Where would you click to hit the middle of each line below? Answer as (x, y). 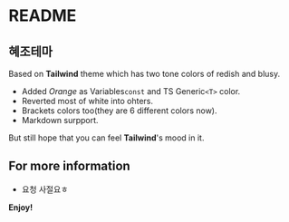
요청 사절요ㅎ (45, 189)
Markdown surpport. (60, 120)
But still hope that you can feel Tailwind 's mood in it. (106, 138)
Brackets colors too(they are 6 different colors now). (119, 111)
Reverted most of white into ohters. (87, 101)
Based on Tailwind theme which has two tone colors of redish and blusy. (144, 74)
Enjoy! (21, 207)
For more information (69, 166)
